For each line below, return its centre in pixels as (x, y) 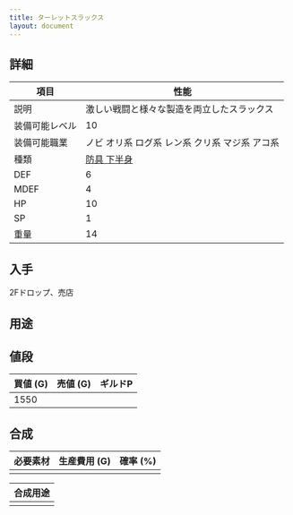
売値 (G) (74, 384)
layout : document (42, 26)
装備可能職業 (41, 142)
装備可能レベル (46, 126)
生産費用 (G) (85, 461)
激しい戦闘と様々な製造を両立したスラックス (180, 109)
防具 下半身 (109, 159)
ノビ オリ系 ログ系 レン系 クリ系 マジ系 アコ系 (182, 142)
